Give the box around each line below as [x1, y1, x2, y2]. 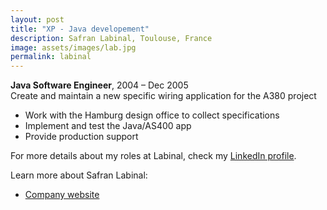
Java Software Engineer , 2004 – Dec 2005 [10, 79, 189, 91]
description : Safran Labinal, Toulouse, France [10, 33, 213, 43]
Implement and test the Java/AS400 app [24, 120, 192, 132]
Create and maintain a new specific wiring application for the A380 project [10, 90, 317, 102]
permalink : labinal [10, 52, 92, 62]
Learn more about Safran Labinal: [10, 169, 148, 181]
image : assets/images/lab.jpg [10, 42, 137, 53]
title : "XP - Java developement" [10, 24, 150, 34]
